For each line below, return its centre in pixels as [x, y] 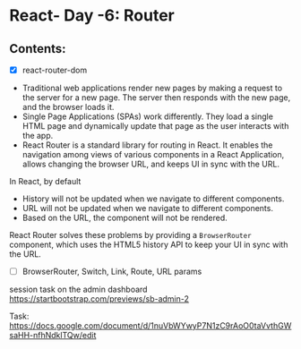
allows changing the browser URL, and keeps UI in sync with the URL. [151, 164]
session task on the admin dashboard [78, 289]
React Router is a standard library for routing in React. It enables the [147, 145]
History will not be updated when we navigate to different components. [153, 199]
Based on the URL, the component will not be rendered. [125, 218]
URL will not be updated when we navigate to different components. [147, 209]
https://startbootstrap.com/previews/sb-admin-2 [99, 299]
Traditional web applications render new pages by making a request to [152, 88]
